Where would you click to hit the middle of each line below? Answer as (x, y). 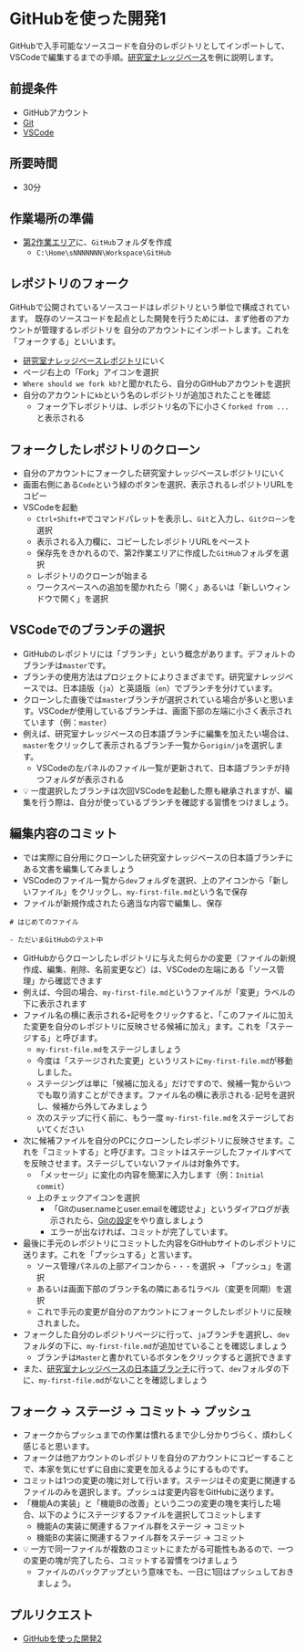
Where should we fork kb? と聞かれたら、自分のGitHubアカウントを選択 (157, 383)
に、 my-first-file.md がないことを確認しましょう (115, 1380)
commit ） (53, 1186)
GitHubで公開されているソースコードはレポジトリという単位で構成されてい (150, 308)
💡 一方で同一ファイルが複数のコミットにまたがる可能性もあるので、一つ (158, 1549)
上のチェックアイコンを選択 (88, 1197)
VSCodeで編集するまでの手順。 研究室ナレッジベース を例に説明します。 (144, 57)
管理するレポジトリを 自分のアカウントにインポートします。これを (165, 330)
